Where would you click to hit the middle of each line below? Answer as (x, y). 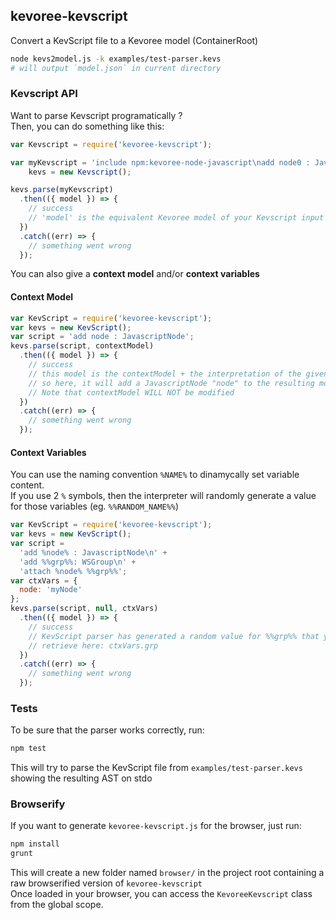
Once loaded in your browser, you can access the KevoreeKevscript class (161, 894)
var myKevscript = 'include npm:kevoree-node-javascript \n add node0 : (160, 162)
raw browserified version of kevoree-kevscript (106, 883)
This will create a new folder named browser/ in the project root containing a (167, 873)
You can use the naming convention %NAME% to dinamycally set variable (155, 475)
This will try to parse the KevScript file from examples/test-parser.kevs (156, 768)
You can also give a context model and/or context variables (135, 274)
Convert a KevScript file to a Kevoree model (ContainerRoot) (134, 40)
